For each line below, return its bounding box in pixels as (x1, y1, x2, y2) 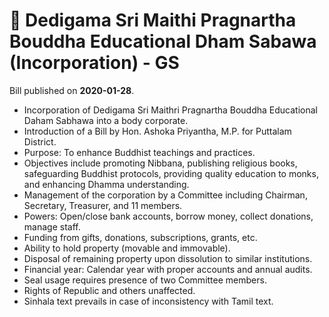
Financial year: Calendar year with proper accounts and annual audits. (23, 263, 313, 275)
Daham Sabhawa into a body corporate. (23, 114, 189, 126)
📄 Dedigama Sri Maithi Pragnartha (9, 9, 297, 32)
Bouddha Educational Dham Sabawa (9, 30, 317, 53)
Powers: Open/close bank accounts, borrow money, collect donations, (23, 210, 314, 222)
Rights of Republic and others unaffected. (23, 284, 196, 296)
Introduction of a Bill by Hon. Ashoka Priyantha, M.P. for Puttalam (23, 125, 292, 137)
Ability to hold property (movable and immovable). (23, 242, 231, 254)
